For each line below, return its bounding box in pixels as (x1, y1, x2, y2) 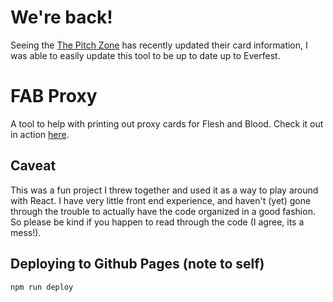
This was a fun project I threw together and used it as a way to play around (10, 184, 319, 196)
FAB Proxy (10, 85, 98, 108)
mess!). (10, 226, 42, 238)
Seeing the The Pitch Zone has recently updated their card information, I (10, 39, 308, 51)
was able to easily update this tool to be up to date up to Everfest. (10, 49, 281, 61)
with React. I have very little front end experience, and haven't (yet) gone (10, 194, 312, 206)
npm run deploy (10, 282, 74, 292)
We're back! (10, 6, 113, 29)
